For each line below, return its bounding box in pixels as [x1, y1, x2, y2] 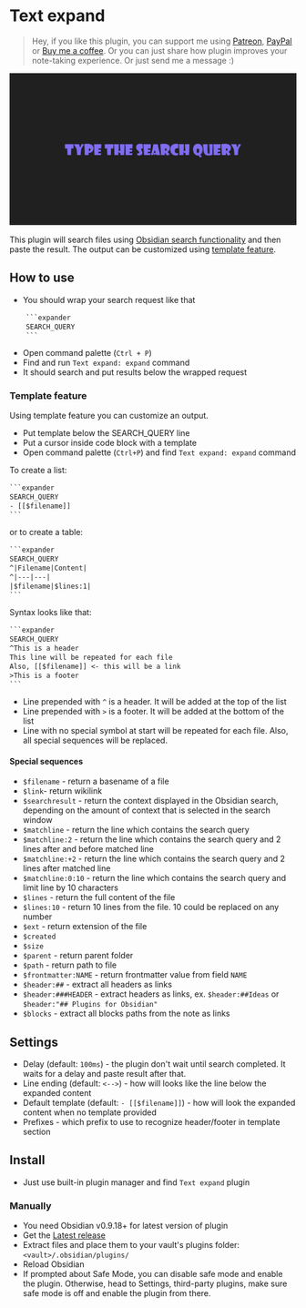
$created [22, 932, 56, 942]
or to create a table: [9, 527, 84, 538]
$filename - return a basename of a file [22, 776, 170, 787]
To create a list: [9, 465, 67, 476]
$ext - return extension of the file [22, 921, 148, 932]
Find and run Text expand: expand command [22, 357, 190, 368]
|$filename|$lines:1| [9, 582, 92, 592]
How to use [9, 270, 75, 286]
